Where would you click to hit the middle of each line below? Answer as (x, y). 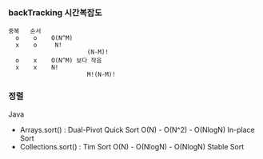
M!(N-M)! (101, 75)
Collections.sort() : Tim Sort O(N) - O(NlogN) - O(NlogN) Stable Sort (132, 146)
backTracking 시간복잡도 (55, 12)
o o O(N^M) (44, 38)
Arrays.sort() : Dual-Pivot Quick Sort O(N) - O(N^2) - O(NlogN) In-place (137, 129)
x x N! (37, 68)
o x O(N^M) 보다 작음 (59, 61)
